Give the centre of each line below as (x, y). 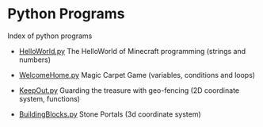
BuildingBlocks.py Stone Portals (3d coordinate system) (110, 114)
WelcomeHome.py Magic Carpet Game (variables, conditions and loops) (137, 75)
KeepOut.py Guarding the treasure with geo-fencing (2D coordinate (129, 90)
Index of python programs (50, 36)
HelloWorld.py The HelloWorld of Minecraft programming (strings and (132, 51)
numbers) (35, 60)
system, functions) (50, 98)
